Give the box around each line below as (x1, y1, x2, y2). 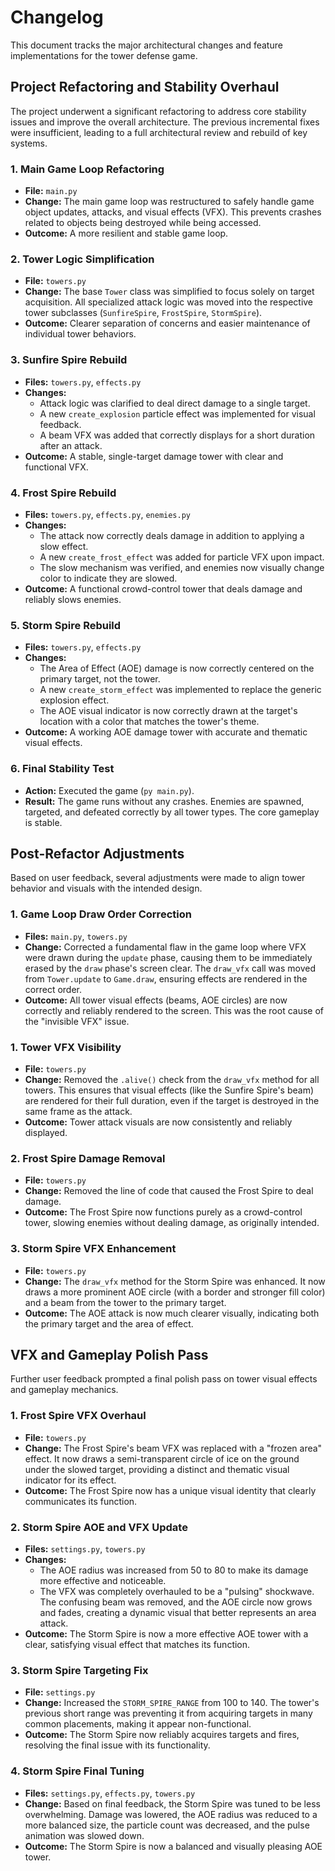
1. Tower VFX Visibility (10, 1040, 122, 1054)
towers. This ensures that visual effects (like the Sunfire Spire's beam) (24, 1084, 315, 1096)
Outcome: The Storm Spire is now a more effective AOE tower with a (24, 1627, 309, 1640)
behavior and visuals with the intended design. (10, 882, 203, 895)
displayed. (24, 1126, 68, 1138)
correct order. (24, 983, 82, 995)
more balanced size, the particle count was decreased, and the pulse (24, 1819, 310, 1831)
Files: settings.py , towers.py (24, 1542, 146, 1555)
